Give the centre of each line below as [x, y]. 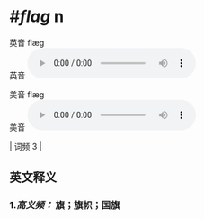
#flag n [37, 17]
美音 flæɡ [27, 94]
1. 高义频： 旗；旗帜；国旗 [65, 205]
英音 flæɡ [27, 42]
